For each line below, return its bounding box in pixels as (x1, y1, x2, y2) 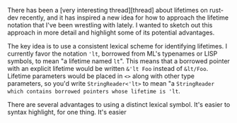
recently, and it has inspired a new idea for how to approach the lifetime (20, 13, 229, 22)
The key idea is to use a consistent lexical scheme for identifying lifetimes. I (7, 42, 228, 50)
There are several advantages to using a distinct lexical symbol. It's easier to (7, 101, 231, 108)
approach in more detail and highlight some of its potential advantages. (7, 28, 215, 37)
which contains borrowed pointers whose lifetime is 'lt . (7, 87, 180, 95)
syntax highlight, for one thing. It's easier (7, 108, 127, 116)
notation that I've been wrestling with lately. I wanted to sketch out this (7, 21, 213, 29)
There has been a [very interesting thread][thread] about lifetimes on (7, 6, 209, 14)
